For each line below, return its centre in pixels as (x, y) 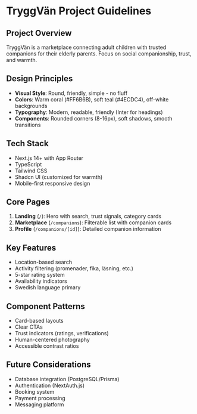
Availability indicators (41, 281)
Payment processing (40, 398)
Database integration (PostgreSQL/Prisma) (67, 379)
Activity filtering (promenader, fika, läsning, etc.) (74, 268)
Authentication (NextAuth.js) (50, 385)
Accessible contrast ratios (47, 346)
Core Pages (28, 202)
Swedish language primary (48, 288)
